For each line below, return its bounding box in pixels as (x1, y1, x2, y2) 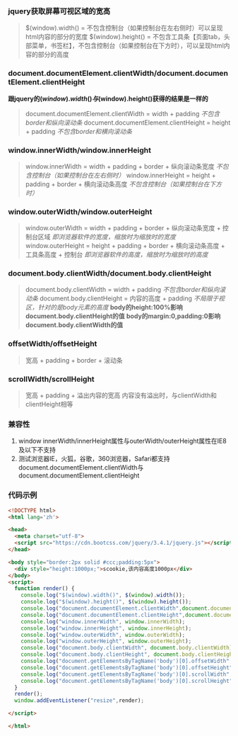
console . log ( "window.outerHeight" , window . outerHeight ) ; (20, 638, 192, 645)
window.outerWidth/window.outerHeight (8, 207, 153, 217)
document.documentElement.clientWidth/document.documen (8, 69, 229, 79)
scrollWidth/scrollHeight (8, 374, 95, 384)
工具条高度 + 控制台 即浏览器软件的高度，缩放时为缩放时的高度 (25, 250, 208, 259)
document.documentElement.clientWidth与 (18, 463, 144, 472)
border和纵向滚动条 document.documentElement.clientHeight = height (25, 118, 231, 127)
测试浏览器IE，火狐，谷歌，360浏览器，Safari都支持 (18, 455, 170, 463)
